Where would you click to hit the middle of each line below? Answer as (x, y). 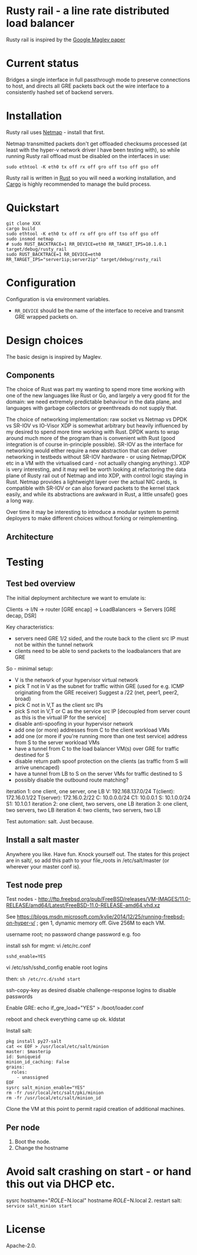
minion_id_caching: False (38, 1062)
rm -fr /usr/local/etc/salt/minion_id (54, 1098)
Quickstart (33, 208)
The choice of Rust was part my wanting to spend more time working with (96, 389)
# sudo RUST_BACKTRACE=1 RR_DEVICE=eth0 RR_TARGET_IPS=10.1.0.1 (86, 244)
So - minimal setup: (30, 668)
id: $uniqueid (24, 1057)
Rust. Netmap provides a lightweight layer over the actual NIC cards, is (92, 482)
